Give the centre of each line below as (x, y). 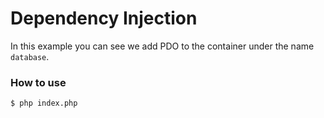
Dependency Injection (104, 18)
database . (30, 56)
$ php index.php (44, 103)
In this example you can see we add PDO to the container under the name (162, 46)
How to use (38, 82)
